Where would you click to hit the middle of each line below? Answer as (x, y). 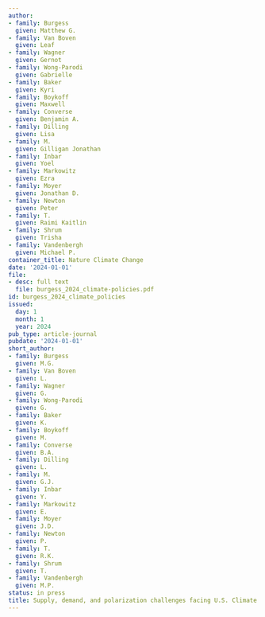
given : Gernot (38, 61)
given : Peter (37, 208)
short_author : (32, 349)
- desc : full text (38, 282)
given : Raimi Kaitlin (51, 223)
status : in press (37, 593)
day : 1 (26, 311)
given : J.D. (35, 526)
